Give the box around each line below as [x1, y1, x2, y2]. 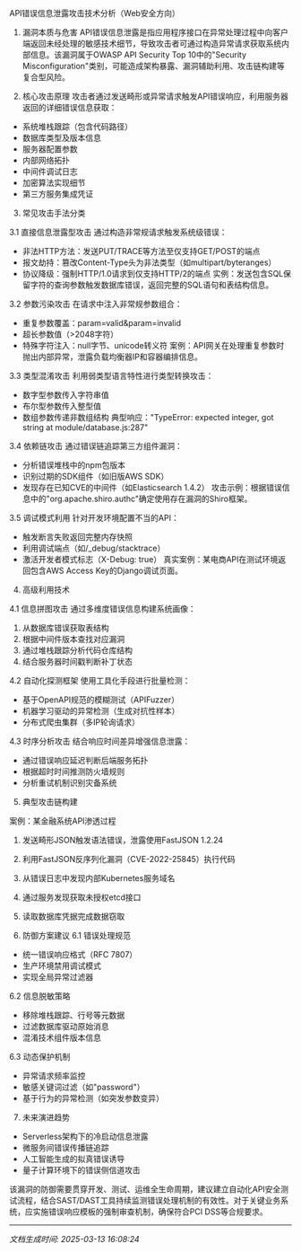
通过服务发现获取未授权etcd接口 [21, 892, 142, 903]
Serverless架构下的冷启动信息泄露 [21, 1131, 150, 1142]
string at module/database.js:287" [21, 422, 149, 433]
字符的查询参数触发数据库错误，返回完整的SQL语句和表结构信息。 [30, 279, 274, 290]
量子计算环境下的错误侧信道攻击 [21, 1165, 141, 1175]
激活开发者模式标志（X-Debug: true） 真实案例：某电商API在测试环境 [21, 554, 279, 564]
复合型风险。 [21, 72, 70, 83]
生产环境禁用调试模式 [21, 960, 101, 971]
